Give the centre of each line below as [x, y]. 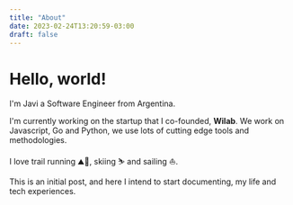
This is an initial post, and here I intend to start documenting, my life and [143, 182]
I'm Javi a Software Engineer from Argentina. [93, 103]
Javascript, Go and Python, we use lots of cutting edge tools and [129, 130]
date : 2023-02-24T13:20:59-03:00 [72, 26]
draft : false [34, 34]
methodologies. [38, 140]
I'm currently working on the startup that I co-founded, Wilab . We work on [147, 121]
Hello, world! [58, 79]
